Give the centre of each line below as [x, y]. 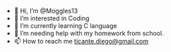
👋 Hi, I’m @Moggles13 [46, 11]
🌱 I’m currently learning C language [65, 26]
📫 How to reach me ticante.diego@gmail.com [81, 41]
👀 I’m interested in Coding [52, 18]
